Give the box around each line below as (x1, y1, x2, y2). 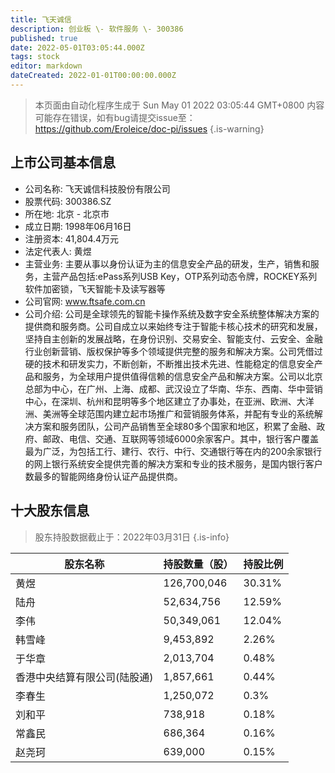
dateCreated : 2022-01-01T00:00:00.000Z (10, 71, 177, 81)
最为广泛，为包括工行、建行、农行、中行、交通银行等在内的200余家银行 (24, 445, 322, 457)
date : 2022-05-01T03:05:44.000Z (10, 42, 145, 53)
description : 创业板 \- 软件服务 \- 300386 (10, 24, 184, 34)
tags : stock (10, 52, 60, 62)
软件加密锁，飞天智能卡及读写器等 (24, 282, 166, 295)
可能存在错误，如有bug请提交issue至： (34, 111, 196, 123)
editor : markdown (10, 61, 83, 71)
